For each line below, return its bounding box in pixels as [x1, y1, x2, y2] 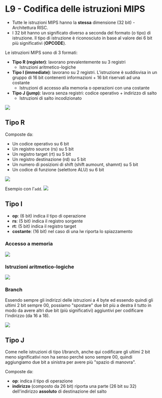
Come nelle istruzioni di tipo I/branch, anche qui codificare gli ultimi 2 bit [5, 349, 150, 355]
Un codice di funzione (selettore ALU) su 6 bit [12, 166, 104, 172]
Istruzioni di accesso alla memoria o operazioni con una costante [19, 85, 150, 90]
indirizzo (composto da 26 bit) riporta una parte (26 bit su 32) [12, 383, 137, 389]
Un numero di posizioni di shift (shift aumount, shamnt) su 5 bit [12, 162, 139, 167]
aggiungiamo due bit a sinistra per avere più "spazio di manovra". [5, 359, 136, 365]
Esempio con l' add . [5, 186, 43, 192]
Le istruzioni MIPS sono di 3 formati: [5, 50, 78, 55]
